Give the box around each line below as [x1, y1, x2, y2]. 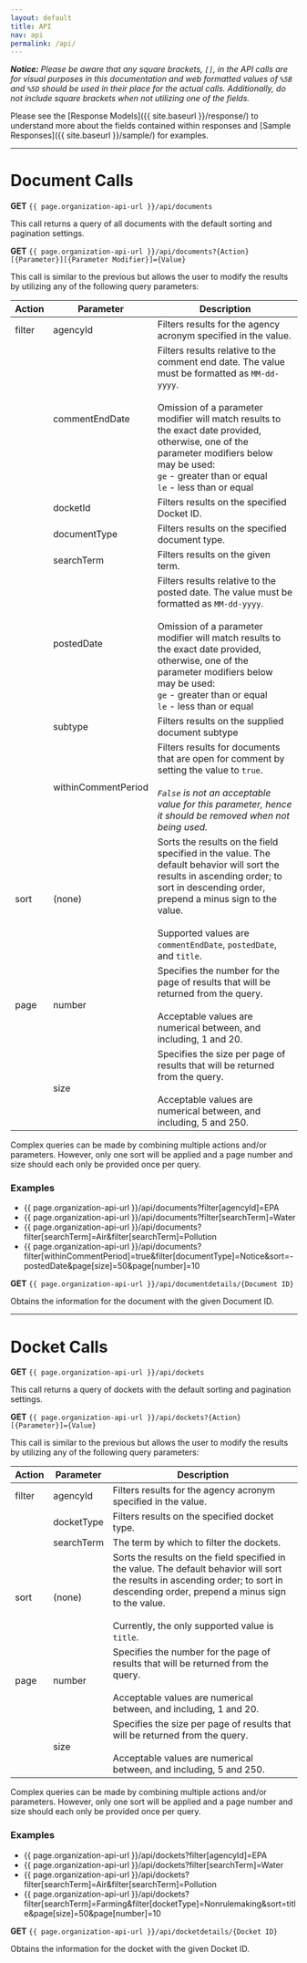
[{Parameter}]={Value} [10, 1421, 97, 1430]
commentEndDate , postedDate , [157, 939, 277, 951]
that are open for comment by [157, 753, 285, 765]
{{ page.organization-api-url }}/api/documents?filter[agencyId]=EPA [23, 1202, 280, 1213]
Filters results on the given [157, 548, 271, 561]
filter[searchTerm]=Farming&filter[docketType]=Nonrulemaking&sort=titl [23, 1898, 296, 1909]
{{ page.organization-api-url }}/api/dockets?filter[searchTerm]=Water [23, 1859, 284, 1870]
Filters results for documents [157, 741, 281, 753]
